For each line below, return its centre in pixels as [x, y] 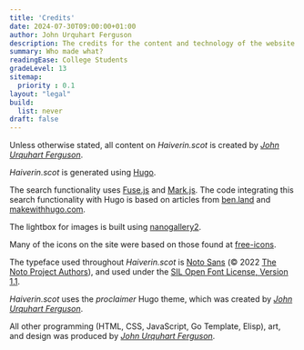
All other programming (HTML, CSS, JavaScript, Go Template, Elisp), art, [145, 326]
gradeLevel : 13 [38, 69]
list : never [41, 111]
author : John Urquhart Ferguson [71, 35]
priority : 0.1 [46, 85]
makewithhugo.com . [48, 209]
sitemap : [26, 77]
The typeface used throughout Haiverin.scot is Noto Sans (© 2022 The [143, 262]
